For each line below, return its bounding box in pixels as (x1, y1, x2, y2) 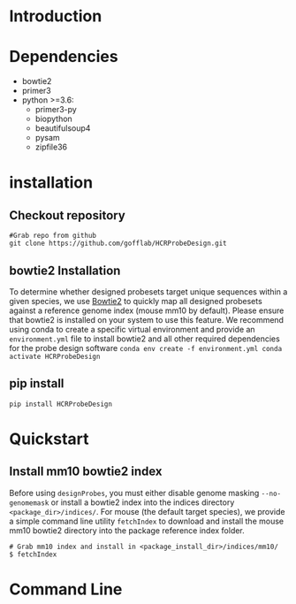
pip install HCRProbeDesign (9, 400, 113, 409)
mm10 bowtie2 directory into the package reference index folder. (9, 524, 245, 536)
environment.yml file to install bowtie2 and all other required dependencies (9, 333, 280, 344)
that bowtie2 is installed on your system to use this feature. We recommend (9, 314, 285, 325)
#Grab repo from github (9, 232, 97, 241)
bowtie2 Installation (9, 263, 121, 278)
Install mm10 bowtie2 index (9, 464, 163, 479)
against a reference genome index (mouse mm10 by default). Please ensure (9, 305, 285, 316)
